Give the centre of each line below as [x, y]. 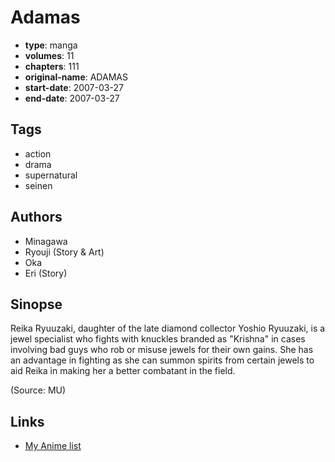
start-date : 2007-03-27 [74, 87]
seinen [38, 185]
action [38, 153]
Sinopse [36, 304]
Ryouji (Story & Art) [64, 252]
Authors [36, 217]
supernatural [51, 175]
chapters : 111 [52, 66]
